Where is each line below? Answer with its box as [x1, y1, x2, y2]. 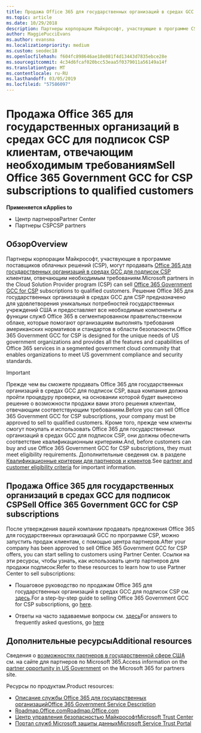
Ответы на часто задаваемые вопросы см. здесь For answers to [14, 612, 178, 619]
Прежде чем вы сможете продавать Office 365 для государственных [6, 380, 184, 388]
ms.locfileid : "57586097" [6, 82, 71, 88]
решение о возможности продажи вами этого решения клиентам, [6, 400, 176, 407]
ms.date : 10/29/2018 [6, 20, 58, 26]
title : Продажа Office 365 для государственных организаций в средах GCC [6, 8, 194, 15]
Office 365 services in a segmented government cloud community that [6, 344, 181, 351]
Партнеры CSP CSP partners [14, 222, 86, 229]
